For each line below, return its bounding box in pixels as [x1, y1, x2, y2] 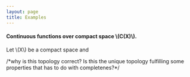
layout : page [6, 8, 39, 15]
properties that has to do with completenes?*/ [6, 64, 120, 71]
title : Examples [6, 14, 46, 20]
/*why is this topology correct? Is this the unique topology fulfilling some [6, 57, 185, 64]
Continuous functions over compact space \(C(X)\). [6, 33, 137, 40]
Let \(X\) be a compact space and [6, 46, 89, 53]
